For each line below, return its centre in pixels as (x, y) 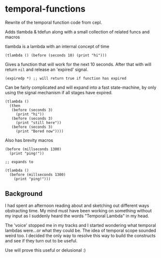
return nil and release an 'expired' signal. (47, 69)
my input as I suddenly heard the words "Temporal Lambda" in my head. (77, 216)
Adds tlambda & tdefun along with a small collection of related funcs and (77, 32)
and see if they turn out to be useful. (41, 241)
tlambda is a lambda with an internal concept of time (57, 46)
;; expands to (19, 162)
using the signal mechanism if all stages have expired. (59, 92)
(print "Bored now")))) (40, 131)
